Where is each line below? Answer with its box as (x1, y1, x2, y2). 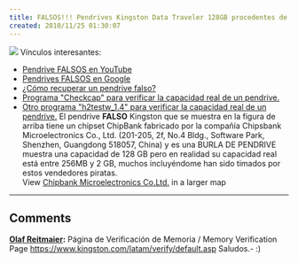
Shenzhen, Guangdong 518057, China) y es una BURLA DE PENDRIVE (21, 139, 277, 150)
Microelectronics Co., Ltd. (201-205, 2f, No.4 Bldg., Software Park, (21, 129, 265, 140)
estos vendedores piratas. (21, 167, 118, 178)
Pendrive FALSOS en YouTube (21, 64, 133, 74)
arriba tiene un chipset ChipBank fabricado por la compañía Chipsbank (21, 120, 282, 131)
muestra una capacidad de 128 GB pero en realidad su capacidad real (21, 148, 278, 159)
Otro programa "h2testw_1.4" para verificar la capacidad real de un (21, 101, 267, 112)
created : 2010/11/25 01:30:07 (9, 21, 122, 30)
